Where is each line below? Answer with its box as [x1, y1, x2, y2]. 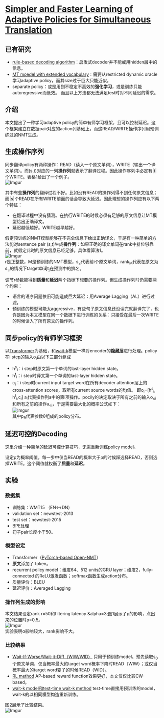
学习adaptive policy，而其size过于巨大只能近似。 [12, 78, 112, 83]
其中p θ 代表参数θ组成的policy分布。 [12, 413, 84, 421]
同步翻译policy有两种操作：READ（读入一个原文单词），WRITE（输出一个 [5, 161, 152, 168]
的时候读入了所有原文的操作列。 [12, 318, 77, 324]
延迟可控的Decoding [5, 430, 68, 438]
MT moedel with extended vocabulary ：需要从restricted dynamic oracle [12, 71, 158, 77]
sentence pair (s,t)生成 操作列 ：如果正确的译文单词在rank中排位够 [18, 241, 150, 247]
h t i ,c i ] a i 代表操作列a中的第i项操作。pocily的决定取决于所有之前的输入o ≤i [12, 393, 157, 401]
